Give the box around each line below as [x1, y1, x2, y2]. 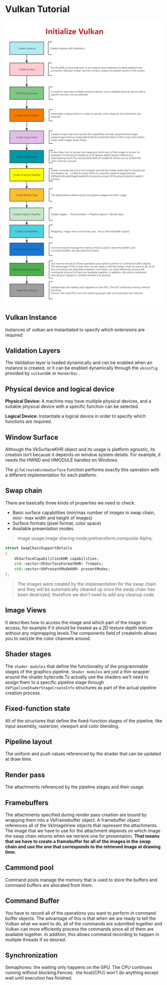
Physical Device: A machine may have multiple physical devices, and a [5, 398, 152, 404]
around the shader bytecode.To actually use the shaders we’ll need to [5, 674, 149, 680]
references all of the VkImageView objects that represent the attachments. [5, 822, 158, 828]
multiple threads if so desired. [5, 936, 66, 942]
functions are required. [5, 418, 52, 424]
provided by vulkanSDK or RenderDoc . [5, 370, 81, 376]
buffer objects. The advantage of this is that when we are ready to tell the [5, 915, 156, 921]
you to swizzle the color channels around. [5, 635, 91, 641]
